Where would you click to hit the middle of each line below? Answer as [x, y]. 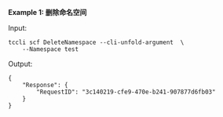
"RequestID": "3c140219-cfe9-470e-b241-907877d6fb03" [126, 92]
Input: [18, 28]
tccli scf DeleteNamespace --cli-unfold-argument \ [96, 42]
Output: [20, 64]
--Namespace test [51, 49]
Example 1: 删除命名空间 [48, 12]
